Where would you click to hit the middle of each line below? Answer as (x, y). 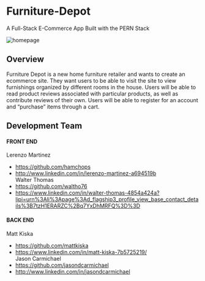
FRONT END (22, 141)
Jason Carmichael (38, 258)
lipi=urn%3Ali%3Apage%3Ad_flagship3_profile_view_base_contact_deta (107, 200)
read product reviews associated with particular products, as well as (92, 94)
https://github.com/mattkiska (52, 245)
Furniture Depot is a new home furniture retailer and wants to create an (96, 74)
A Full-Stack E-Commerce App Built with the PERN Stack (78, 28)
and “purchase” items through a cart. (53, 107)
